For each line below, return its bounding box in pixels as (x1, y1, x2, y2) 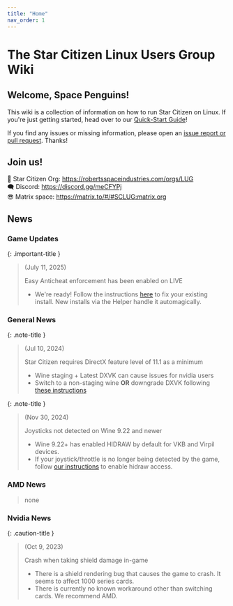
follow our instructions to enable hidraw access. (34, 462, 173, 471)
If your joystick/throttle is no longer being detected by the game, (34, 455, 220, 464)
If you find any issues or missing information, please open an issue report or (7, 128, 226, 137)
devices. (34, 448, 59, 456)
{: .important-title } (7, 250, 61, 258)
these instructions (34, 386, 87, 395)
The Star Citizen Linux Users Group (7, 47, 216, 63)
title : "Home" (7, 10, 49, 17)
